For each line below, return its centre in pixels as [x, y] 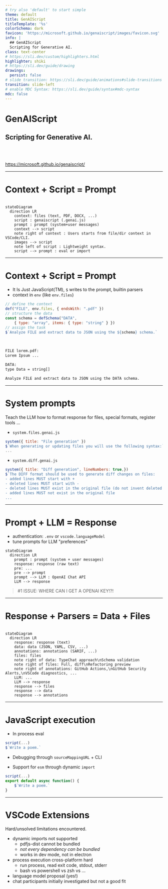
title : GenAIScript [25, 19]
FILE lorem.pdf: [22, 351]
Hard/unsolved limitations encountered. [46, 829]
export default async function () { [42, 781]
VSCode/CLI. [17, 238]
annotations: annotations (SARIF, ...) [56, 651]
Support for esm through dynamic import [53, 767]
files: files [28, 656]
